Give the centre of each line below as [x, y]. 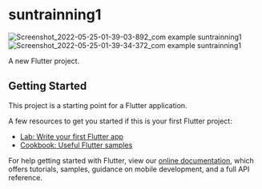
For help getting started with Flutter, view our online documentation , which [131, 160]
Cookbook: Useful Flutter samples [76, 145]
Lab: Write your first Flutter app [72, 136]
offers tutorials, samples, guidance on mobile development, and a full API [129, 169]
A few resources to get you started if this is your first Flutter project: [120, 121]
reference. [25, 177]
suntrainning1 [55, 15]
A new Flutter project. [44, 61]
